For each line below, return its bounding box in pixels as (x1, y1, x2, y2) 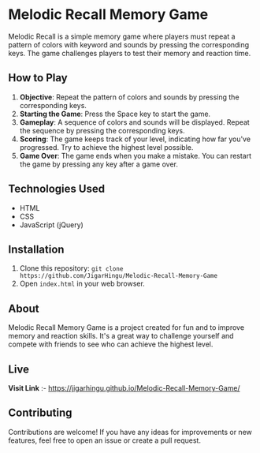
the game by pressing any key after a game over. (19, 159, 179, 169)
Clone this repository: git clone (19, 264, 124, 273)
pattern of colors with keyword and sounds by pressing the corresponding (8, 39, 250, 49)
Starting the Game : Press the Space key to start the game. (19, 109, 211, 118)
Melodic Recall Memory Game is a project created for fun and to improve (8, 323, 245, 332)
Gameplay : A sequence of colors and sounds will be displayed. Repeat (19, 117, 250, 127)
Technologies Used (8, 182, 105, 196)
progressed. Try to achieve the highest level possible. (19, 142, 194, 152)
